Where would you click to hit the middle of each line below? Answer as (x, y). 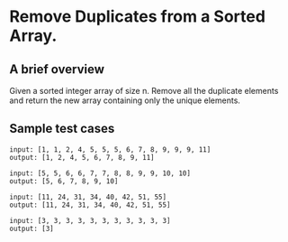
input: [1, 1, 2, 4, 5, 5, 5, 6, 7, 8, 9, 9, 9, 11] (110, 149)
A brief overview (57, 69)
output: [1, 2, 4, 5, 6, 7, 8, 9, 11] (82, 157)
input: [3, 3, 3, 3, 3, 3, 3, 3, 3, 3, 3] (90, 220)
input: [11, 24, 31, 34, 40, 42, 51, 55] (88, 197)
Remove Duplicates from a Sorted (137, 17)
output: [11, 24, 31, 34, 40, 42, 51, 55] (90, 205)
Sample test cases (62, 129)
